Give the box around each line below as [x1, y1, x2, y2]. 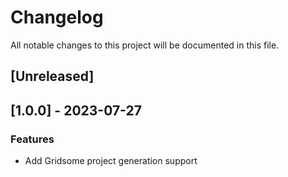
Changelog [10, 6, 104, 29]
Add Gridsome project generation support [24, 155, 198, 167]
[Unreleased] [10, 68, 95, 85]
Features [10, 132, 55, 146]
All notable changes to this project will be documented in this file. [10, 39, 280, 51]
